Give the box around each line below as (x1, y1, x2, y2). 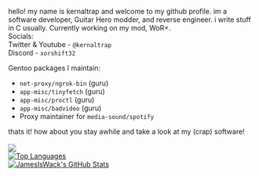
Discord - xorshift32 (8, 48, 76, 57)
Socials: (8, 31, 34, 41)
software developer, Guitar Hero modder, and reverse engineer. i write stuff (8, 15, 251, 24)
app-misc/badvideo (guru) (19, 103, 102, 113)
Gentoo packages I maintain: (8, 63, 100, 73)
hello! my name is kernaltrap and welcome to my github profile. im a (8, 7, 228, 16)
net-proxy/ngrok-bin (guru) (19, 78, 109, 88)
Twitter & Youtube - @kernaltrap (8, 40, 112, 49)
